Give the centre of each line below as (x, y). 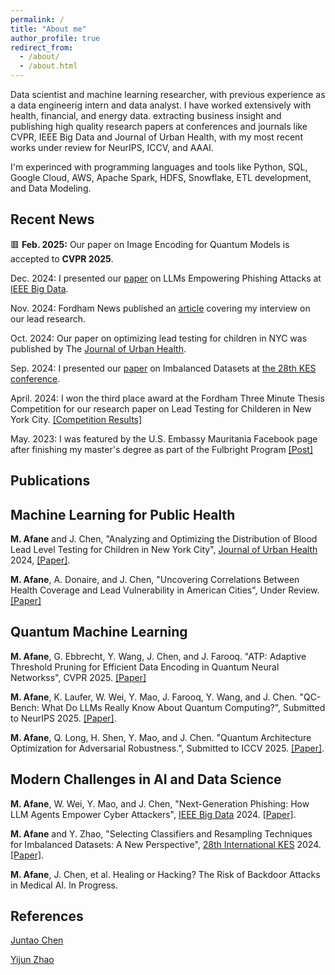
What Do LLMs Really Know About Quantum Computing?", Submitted (183, 707)
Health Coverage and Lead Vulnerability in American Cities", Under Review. (165, 590)
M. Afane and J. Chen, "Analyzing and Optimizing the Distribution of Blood (164, 539)
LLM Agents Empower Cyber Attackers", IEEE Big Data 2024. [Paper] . (153, 814)
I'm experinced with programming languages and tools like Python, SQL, (159, 167)
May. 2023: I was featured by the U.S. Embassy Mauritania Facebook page (164, 438)
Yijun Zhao (32, 960)
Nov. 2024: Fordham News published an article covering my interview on (160, 308)
